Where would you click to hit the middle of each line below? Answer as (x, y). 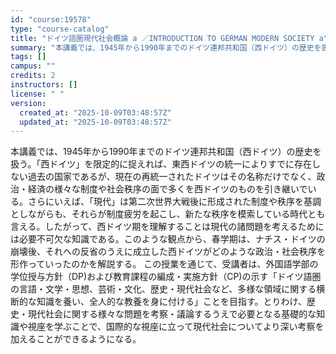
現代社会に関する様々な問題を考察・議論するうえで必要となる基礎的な (172, 314)
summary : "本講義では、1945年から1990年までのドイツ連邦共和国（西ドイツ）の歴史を (166, 47)
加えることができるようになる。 (76, 339)
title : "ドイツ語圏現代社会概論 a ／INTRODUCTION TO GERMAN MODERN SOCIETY (162, 38)
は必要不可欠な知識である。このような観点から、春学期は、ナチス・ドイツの (168, 239)
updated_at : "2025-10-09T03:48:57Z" (95, 122)
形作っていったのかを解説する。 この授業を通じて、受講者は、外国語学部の (164, 264)
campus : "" (33, 66)
